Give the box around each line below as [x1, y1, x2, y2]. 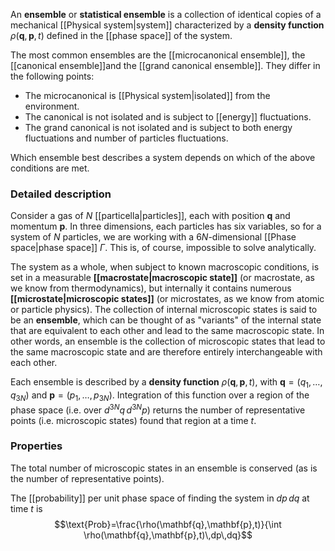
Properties [10, 439, 63, 453]
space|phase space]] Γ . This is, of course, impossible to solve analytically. [10, 242, 317, 254]
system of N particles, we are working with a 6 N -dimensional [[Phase [10, 231, 297, 243]
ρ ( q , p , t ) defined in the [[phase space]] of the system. [10, 30, 233, 41]
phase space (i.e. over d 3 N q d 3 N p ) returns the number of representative [10, 402, 306, 416]
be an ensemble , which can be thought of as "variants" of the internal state [10, 314, 322, 326]
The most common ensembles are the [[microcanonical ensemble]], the [10, 49, 306, 61]
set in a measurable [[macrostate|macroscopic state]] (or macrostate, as [10, 272, 315, 284]
